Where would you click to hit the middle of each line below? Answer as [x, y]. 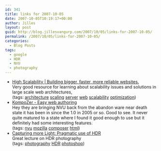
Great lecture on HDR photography [46, 138]
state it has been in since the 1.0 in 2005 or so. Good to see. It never [80, 113]
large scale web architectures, [42, 92]
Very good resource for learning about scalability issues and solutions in [84, 87]
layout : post [18, 28]
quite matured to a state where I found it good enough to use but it [78, 118]
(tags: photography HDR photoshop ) [48, 143]
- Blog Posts [22, 45]
